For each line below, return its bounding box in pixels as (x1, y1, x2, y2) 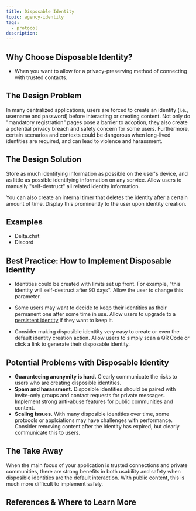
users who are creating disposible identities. (14, 379, 122, 386)
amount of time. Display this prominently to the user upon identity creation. (6, 200, 187, 207)
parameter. (14, 293, 41, 300)
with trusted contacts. (14, 74, 68, 81)
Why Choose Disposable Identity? (6, 52, 133, 62)
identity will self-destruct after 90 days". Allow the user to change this (14, 287, 183, 294)
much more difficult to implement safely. (6, 480, 104, 487)
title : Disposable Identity (6, 8, 75, 15)
